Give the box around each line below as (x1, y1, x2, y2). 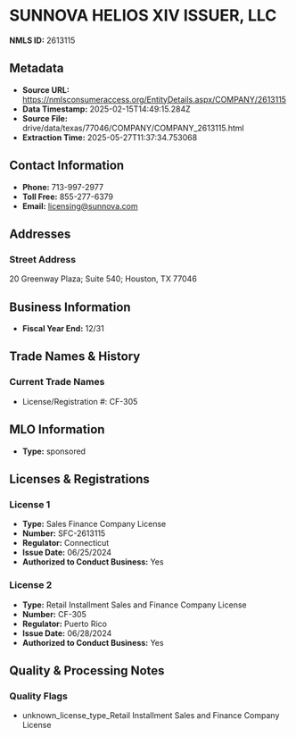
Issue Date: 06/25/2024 (21, 547, 112, 558)
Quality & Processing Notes (9, 663, 165, 678)
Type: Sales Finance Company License (21, 519, 167, 530)
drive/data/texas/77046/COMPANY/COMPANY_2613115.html (21, 122, 244, 133)
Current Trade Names (9, 376, 105, 389)
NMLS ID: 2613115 (9, 35, 76, 46)
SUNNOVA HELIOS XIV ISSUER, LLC (9, 5, 277, 26)
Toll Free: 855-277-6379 (21, 191, 114, 202)
